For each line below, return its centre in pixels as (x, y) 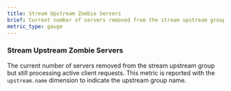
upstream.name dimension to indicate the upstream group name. (97, 80)
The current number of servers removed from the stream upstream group (111, 65)
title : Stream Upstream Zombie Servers (64, 13)
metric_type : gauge (35, 26)
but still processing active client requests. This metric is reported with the (111, 72)
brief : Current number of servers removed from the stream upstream (107, 20)
